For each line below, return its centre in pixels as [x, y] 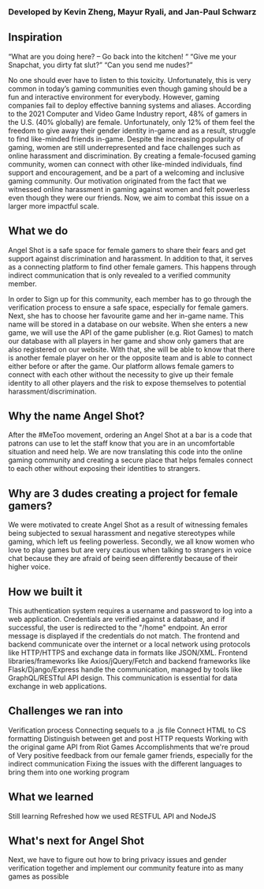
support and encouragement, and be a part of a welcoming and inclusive [126, 172]
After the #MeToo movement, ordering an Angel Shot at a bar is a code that [130, 435]
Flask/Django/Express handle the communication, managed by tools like [125, 669]
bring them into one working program [69, 772]
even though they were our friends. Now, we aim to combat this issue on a [129, 198]
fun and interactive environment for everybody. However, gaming [114, 96]
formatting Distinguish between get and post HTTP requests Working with [128, 738]
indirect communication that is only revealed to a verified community [119, 275]
